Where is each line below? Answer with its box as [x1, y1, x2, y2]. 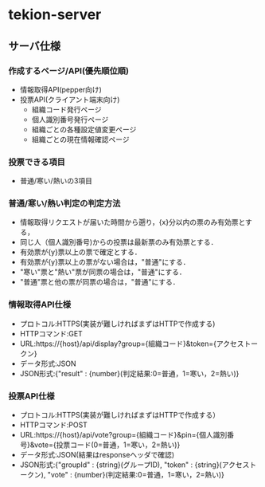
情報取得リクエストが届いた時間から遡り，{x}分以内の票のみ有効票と [19, 218, 245, 227]
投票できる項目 [8, 156, 66, 167]
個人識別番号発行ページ [31, 114, 109, 124]
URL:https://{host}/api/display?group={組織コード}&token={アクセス [19, 339, 244, 348]
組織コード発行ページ [31, 104, 102, 114]
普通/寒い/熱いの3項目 [19, 176, 93, 186]
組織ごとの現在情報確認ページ [31, 134, 130, 144]
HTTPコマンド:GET [19, 328, 84, 338]
